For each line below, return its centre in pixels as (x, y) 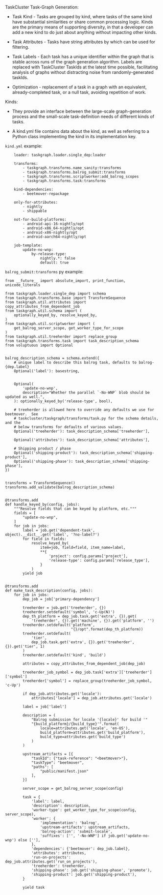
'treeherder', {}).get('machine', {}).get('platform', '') (93, 621)
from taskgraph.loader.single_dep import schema (56, 294)
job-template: (28, 245)
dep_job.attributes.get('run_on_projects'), (51, 862)
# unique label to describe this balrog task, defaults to (75, 362)
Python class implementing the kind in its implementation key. (74, 136)
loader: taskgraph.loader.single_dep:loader (60, 155)
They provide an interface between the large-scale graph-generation (82, 111)
